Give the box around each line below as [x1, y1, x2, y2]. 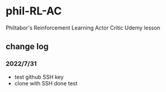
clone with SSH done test [14, 79, 78, 87]
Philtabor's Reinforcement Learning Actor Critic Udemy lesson [5, 24, 161, 31]
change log [5, 41, 49, 52]
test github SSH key [14, 73, 64, 81]
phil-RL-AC [5, 4, 62, 18]
